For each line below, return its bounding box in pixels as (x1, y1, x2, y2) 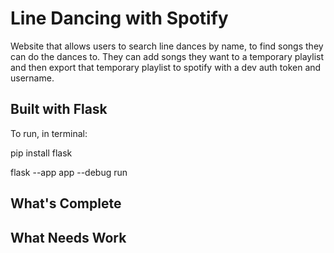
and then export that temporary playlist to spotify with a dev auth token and (10, 61, 322, 73)
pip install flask (10, 147, 73, 159)
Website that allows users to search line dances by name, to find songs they (10, 40, 324, 52)
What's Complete (10, 195, 122, 212)
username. (10, 72, 55, 84)
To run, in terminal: (10, 127, 88, 139)
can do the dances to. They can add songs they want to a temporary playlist (10, 50, 324, 62)
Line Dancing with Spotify (10, 7, 229, 30)
